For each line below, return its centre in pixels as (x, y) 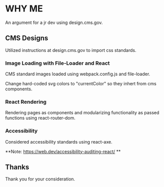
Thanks (17, 167)
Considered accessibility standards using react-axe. (59, 142)
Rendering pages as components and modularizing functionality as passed (82, 113)
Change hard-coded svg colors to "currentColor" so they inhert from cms (81, 84)
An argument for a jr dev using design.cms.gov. (54, 22)
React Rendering (26, 102)
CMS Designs (27, 38)
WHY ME (24, 9)
